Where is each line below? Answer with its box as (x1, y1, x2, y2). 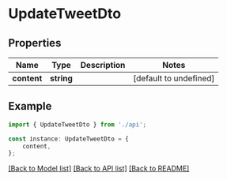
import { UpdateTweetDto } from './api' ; (8, 120, 147, 129)
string (50, 73, 74, 84)
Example (8, 99, 52, 113)
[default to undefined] (133, 73, 215, 84)
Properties (8, 36, 62, 50)
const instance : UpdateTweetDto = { (8, 135, 129, 143)
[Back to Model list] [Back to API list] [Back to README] (8, 163, 190, 174)
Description (80, 60, 126, 70)
